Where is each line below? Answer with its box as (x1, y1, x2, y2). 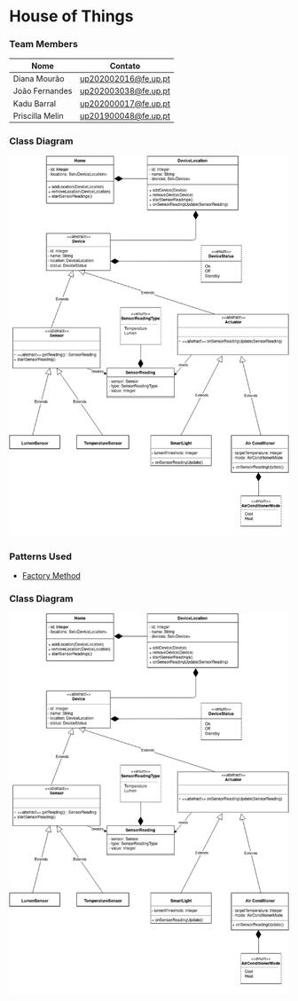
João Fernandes (12, 86, 73, 97)
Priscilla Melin (12, 110, 64, 121)
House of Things (9, 6, 134, 27)
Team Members (9, 38, 78, 51)
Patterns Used (9, 550, 73, 563)
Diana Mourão (12, 74, 65, 84)
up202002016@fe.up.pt (79, 74, 170, 84)
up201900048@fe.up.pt (79, 110, 170, 121)
